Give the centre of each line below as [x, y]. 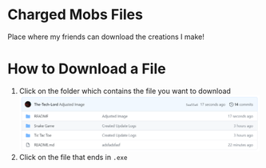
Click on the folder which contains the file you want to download [125, 91]
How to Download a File [87, 69]
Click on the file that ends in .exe [73, 157]
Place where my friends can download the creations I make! [106, 37]
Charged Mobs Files [75, 15]
